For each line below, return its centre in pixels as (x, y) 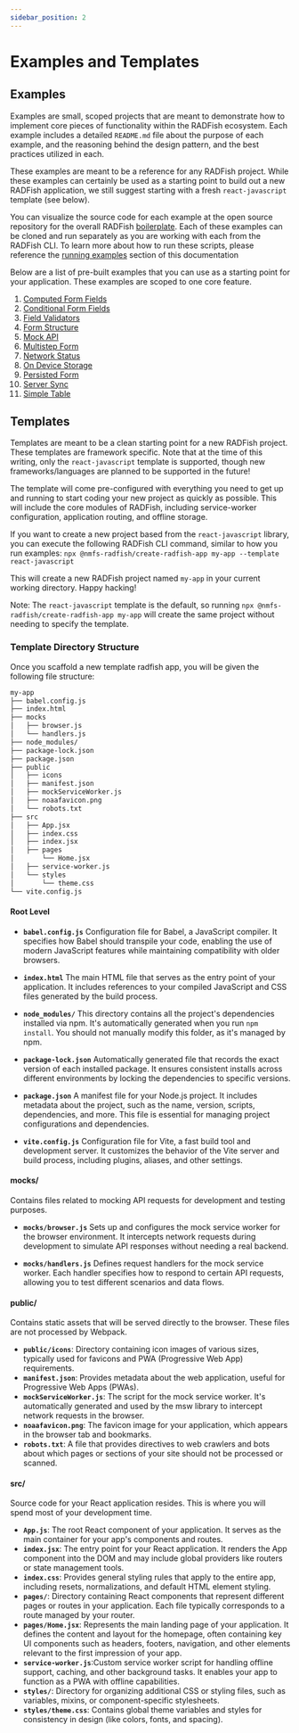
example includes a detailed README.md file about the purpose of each (137, 135)
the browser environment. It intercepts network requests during (139, 1237)
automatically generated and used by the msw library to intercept (143, 1407)
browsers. (41, 960)
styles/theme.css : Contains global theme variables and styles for (142, 1710)
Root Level (30, 912)
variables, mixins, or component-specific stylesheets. (121, 1701)
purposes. (29, 1210)
